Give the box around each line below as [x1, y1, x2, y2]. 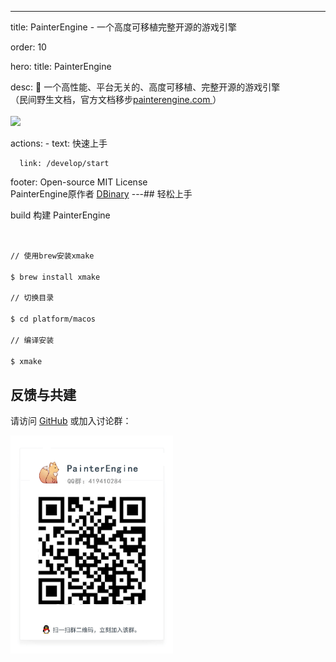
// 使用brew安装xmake [10, 251, 95, 261]
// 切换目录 [10, 293, 55, 303]
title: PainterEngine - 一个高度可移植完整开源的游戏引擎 [10, 21, 238, 33]
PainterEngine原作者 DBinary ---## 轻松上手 [10, 188, 193, 200]
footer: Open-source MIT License [10, 176, 148, 188]
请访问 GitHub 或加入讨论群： [10, 415, 132, 427]
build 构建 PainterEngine [10, 209, 111, 221]
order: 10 [10, 41, 47, 53]
